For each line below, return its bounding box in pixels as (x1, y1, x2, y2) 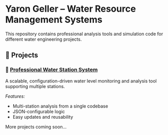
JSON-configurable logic (12, 108, 65, 115)
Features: (5, 93, 25, 99)
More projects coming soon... (5, 123, 67, 130)
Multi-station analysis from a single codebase (12, 103, 108, 109)
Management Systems (5, 14, 103, 25)
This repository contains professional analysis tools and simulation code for (5, 31, 163, 37)
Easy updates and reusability (12, 114, 74, 120)
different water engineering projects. (5, 36, 82, 42)
